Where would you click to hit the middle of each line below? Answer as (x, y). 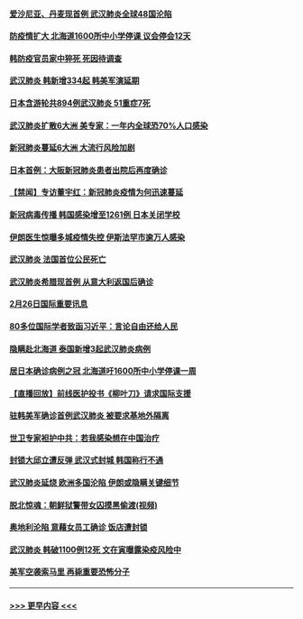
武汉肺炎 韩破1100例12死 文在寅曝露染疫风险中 (96, 550)
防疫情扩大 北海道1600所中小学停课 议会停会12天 (100, 36)
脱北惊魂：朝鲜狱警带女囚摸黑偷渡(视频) (83, 504)
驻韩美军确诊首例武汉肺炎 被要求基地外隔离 (89, 416)
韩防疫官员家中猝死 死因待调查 (66, 58)
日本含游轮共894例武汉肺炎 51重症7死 (80, 103)
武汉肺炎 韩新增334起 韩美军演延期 (74, 80)
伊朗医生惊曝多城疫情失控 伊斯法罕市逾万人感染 (97, 237)
